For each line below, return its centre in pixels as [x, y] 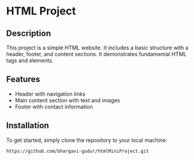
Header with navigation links [50, 94]
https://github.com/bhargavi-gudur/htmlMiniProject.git [77, 151]
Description [29, 33]
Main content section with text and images [67, 100]
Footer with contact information [54, 106]
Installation [28, 125]
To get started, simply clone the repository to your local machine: [87, 140]
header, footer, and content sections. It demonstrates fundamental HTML [97, 54]
